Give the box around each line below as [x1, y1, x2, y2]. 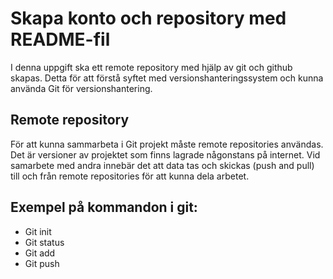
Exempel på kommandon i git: [10, 199, 198, 216]
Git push [24, 257, 60, 269]
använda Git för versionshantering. [10, 82, 153, 94]
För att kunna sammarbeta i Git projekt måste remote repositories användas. [10, 138, 324, 150]
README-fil [10, 28, 111, 51]
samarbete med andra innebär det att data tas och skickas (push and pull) [10, 159, 315, 171]
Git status [24, 236, 65, 248]
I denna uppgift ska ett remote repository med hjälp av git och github [10, 61, 293, 73]
